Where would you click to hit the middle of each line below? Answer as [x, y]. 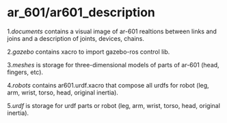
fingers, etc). [25, 72]
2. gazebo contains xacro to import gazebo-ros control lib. [89, 52]
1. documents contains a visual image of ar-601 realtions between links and [112, 31]
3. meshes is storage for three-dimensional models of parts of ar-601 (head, [113, 65]
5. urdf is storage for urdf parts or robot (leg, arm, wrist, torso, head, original [114, 105]
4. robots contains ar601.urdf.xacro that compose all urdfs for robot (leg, [108, 85]
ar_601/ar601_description [81, 13]
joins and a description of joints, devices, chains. [76, 38]
